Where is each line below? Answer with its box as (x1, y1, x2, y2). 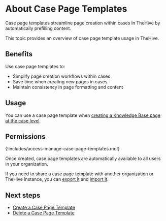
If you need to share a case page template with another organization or (5, 171, 154, 177)
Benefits (5, 50, 33, 58)
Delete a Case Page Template (12, 210, 75, 216)
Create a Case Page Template (12, 204, 75, 211)
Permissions (5, 132, 46, 141)
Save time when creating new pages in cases (12, 78, 108, 84)
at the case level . (5, 117, 41, 123)
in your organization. (5, 161, 48, 167)
